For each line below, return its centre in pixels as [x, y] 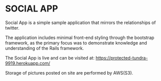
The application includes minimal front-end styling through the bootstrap [80, 37]
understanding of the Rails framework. [45, 48]
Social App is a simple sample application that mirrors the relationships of [80, 22]
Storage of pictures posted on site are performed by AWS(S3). [69, 72]
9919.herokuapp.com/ [28, 63]
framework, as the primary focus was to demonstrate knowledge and [76, 42]
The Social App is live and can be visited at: [50, 57]
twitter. [12, 27]
